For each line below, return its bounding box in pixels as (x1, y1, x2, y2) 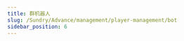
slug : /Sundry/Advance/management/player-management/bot (7, 17, 178, 24)
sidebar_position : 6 (7, 23, 68, 30)
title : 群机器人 (7, 10, 51, 17)
